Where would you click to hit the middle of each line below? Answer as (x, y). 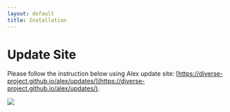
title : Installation (37, 20)
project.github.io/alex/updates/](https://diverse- (76, 81)
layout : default (31, 14)
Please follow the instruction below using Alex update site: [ (93, 74)
